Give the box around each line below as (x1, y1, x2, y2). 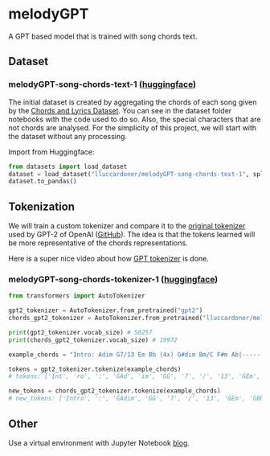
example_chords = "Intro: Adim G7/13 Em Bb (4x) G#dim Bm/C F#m (8, 351, 228, 359)
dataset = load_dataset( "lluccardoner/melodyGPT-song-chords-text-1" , (8, 170, 250, 178)
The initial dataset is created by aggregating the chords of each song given (8, 97, 257, 107)
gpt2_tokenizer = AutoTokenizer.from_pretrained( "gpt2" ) (8, 306, 203, 314)
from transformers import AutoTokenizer (8, 292, 146, 300)
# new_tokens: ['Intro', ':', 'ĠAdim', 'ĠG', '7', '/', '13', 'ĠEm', (8, 395, 247, 403)
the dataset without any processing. (8, 131, 127, 141)
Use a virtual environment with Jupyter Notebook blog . (8, 438, 190, 447)
